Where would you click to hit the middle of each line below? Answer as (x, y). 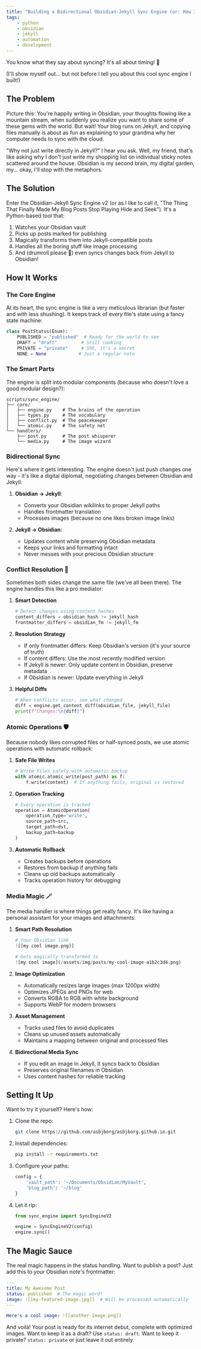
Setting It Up (30, 1095)
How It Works (32, 278)
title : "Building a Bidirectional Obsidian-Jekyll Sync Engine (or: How (99, 12)
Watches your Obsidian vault (50, 227)
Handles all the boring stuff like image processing (76, 246)
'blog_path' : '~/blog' (54, 1188)
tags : (13, 17)
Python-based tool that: (35, 216)
